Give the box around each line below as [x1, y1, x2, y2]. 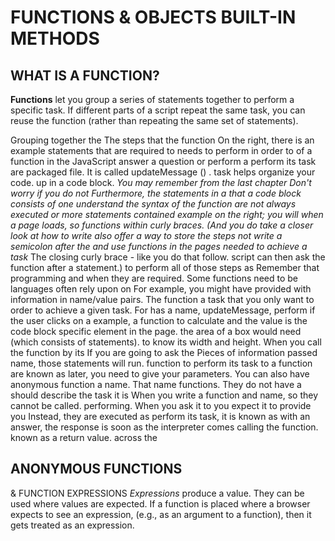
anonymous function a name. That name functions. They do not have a [10, 379, 302, 390]
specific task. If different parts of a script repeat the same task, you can [10, 104, 306, 116]
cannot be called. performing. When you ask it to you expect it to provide [10, 400, 312, 411]
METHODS [10, 27, 100, 50]
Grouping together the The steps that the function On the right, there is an [10, 134, 315, 146]
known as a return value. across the [10, 432, 158, 443]
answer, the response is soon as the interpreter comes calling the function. [10, 421, 319, 433]
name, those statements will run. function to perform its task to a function [10, 357, 313, 369]
